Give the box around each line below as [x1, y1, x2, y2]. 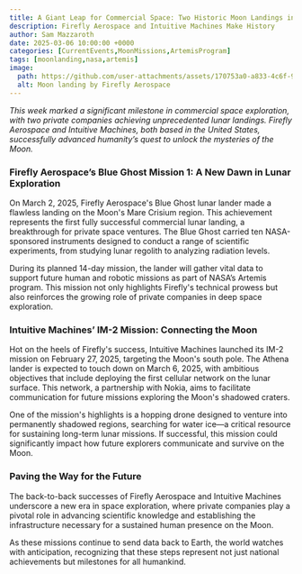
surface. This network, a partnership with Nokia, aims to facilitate [9, 382, 252, 393]
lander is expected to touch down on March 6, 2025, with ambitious [9, 363, 260, 374]
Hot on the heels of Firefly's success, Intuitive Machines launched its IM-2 [9, 344, 284, 355]
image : [9, 64, 34, 73]
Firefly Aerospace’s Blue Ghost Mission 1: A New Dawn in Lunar [9, 166, 291, 178]
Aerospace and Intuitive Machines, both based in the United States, [9, 123, 261, 135]
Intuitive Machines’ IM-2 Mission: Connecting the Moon [9, 323, 258, 336]
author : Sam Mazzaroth [9, 30, 94, 39]
